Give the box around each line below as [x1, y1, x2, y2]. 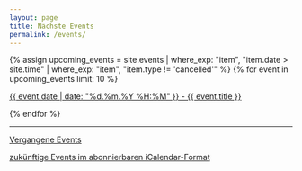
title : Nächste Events [9, 22, 94, 31]
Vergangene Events [9, 134, 83, 145]
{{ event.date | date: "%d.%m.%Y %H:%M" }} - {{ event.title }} [9, 91, 242, 102]
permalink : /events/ [9, 30, 87, 39]
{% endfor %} [9, 109, 61, 120]
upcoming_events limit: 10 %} [9, 74, 119, 85]
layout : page [9, 13, 58, 22]
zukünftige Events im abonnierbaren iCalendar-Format [9, 152, 210, 163]
